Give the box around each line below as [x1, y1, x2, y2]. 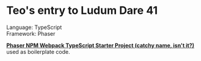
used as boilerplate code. [6, 48, 70, 55]
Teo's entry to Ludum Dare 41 [6, 4, 158, 18]
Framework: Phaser [6, 30, 56, 37]
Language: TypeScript [6, 24, 62, 31]
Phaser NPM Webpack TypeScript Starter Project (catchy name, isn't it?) [6, 42, 194, 49]
